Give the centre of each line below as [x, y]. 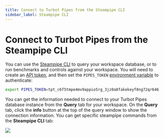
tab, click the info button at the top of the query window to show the [76, 110]
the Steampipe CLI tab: [30, 121]
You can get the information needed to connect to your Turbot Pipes [76, 100]
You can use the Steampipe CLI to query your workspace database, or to [81, 64]
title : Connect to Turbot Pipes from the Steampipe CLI [65, 10]
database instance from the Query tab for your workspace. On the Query [81, 105]
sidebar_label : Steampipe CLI [37, 15]
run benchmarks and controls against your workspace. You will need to [79, 70]
